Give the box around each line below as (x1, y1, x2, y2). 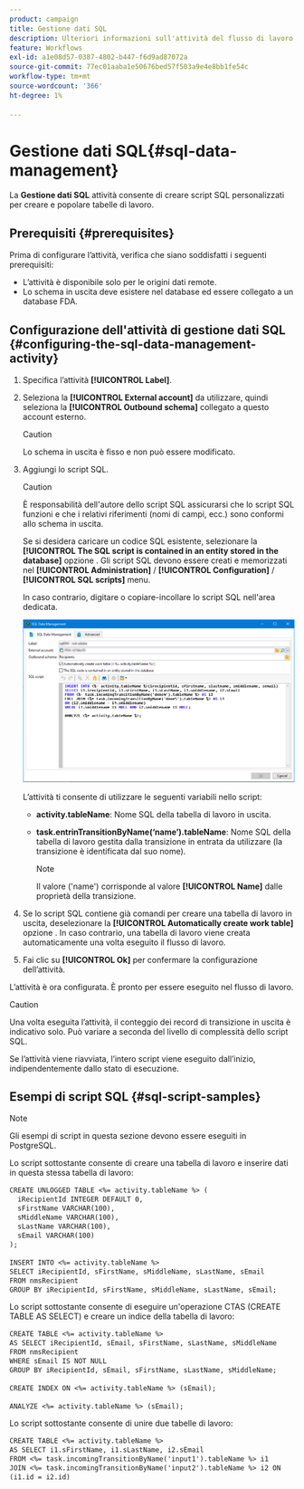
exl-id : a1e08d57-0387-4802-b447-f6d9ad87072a (9, 52, 188, 62)
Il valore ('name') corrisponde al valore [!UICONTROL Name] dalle (35, 881, 283, 892)
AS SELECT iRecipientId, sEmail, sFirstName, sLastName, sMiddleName (9, 1339, 278, 1348)
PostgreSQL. (9, 1141, 57, 1151)
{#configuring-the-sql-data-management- (9, 336, 257, 352)
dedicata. (22, 602, 59, 613)
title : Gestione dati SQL (9, 24, 107, 33)
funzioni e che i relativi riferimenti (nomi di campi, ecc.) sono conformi (22, 509, 285, 520)
